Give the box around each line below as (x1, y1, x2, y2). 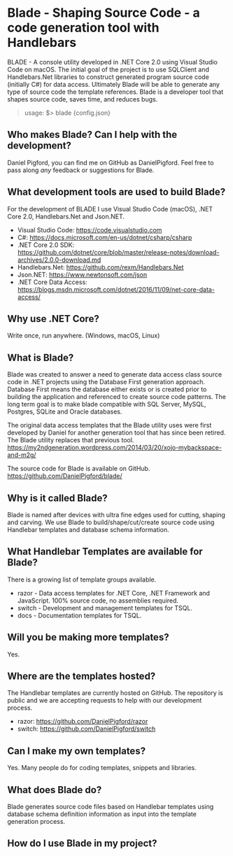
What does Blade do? (7, 784, 102, 796)
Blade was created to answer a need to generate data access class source (7, 370, 223, 379)
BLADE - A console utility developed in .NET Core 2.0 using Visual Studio (7, 57, 218, 66)
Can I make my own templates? (7, 745, 146, 757)
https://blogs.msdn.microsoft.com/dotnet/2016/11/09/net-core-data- (17, 285, 216, 293)
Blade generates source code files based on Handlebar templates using (7, 803, 214, 811)
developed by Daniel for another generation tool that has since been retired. (7, 428, 226, 437)
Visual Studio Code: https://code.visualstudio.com (17, 225, 162, 234)
